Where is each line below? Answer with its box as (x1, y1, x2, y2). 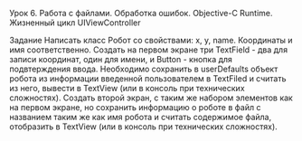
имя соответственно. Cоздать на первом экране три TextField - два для (9, 44, 288, 55)
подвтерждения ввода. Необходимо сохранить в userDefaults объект (9, 63, 278, 74)
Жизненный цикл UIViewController (9, 17, 141, 28)
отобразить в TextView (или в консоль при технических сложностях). (9, 121, 278, 132)
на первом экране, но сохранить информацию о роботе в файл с (9, 102, 261, 112)
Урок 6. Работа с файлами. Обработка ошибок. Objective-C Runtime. (9, 8, 273, 18)
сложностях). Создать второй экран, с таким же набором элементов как (9, 92, 294, 103)
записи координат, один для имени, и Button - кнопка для (9, 54, 233, 64)
